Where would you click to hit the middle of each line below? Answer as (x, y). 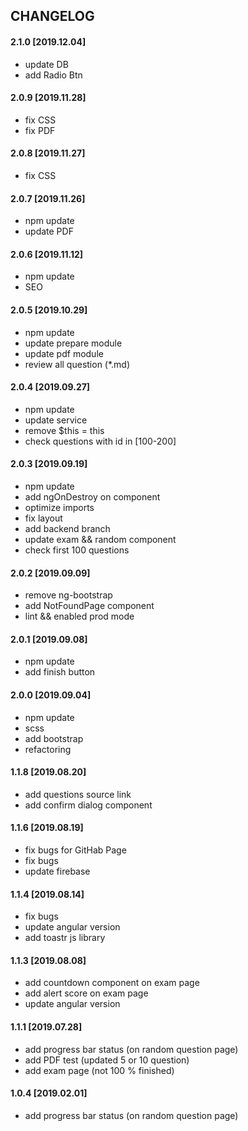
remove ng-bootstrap (68, 595)
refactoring (48, 749)
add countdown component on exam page (112, 983)
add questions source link (78, 794)
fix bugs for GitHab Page (75, 850)
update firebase (57, 871)
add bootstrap (54, 738)
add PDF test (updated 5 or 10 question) (107, 1060)
